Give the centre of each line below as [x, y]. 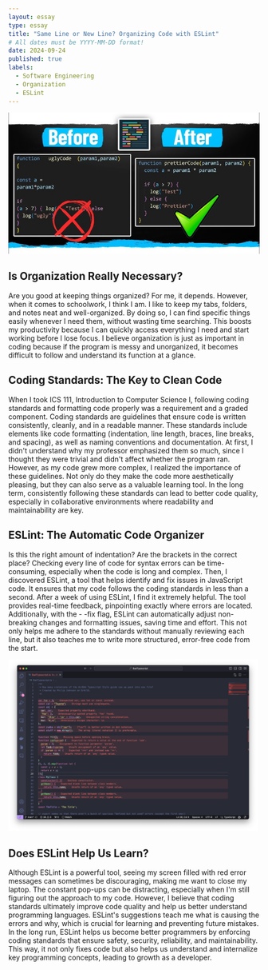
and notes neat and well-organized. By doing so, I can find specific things [129, 313]
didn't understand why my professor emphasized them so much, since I [126, 450]
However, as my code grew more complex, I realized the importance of [125, 467]
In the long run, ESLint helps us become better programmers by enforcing [129, 932]
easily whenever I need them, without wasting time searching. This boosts [130, 321]
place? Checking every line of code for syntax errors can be [107, 563]
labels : [21, 68]
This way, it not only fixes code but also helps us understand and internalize [133, 949]
